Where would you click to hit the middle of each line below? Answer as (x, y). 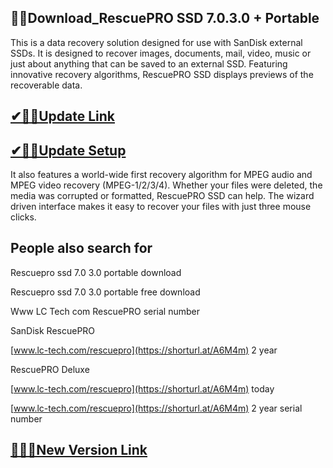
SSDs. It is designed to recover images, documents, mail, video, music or (161, 53)
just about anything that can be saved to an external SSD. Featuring (149, 63)
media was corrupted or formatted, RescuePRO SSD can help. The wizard (162, 196)
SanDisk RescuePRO (53, 330)
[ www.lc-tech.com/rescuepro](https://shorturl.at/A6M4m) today (142, 388)
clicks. (23, 217)
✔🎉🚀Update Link (62, 116)
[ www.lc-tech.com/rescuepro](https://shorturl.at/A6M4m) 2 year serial (156, 408)
